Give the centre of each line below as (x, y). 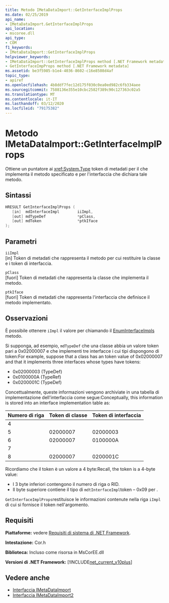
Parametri (21, 241)
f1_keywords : (19, 47)
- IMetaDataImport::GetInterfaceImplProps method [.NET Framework (76, 62)
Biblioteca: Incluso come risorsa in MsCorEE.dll (55, 552)
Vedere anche (28, 578)
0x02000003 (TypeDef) (37, 371)
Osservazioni (27, 318)
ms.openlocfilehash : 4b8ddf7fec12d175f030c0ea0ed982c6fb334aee (73, 85)
